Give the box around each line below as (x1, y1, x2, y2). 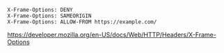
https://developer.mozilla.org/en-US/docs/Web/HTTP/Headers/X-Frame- (7, 31, 217, 39)
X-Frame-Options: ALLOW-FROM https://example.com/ (7, 19, 157, 25)
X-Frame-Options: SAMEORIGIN (7, 12, 92, 19)
